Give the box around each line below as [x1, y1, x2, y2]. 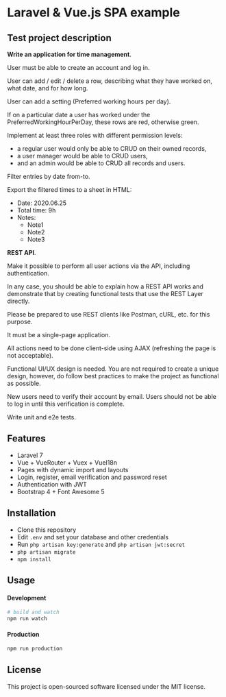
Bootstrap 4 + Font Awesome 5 [16, 487, 105, 496]
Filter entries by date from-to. [7, 173, 90, 180]
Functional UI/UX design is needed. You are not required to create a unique [7, 365, 219, 373]
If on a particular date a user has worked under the [7, 111, 151, 119]
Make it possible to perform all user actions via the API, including [7, 262, 190, 270]
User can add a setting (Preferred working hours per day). [7, 97, 171, 106]
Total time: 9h [16, 206, 56, 214]
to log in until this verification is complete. [7, 400, 125, 408]
